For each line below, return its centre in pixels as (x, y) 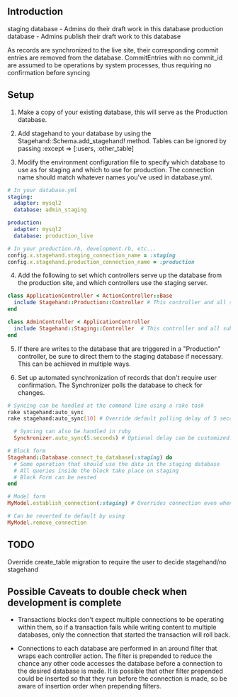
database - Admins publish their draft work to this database (94, 36)
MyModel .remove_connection (47, 523)
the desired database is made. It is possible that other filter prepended (120, 671)
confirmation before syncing (49, 72)
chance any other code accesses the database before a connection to (120, 664)
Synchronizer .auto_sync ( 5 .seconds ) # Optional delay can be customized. (123, 438)
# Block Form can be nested (55, 477)
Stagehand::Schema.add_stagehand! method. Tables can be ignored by (122, 140)
